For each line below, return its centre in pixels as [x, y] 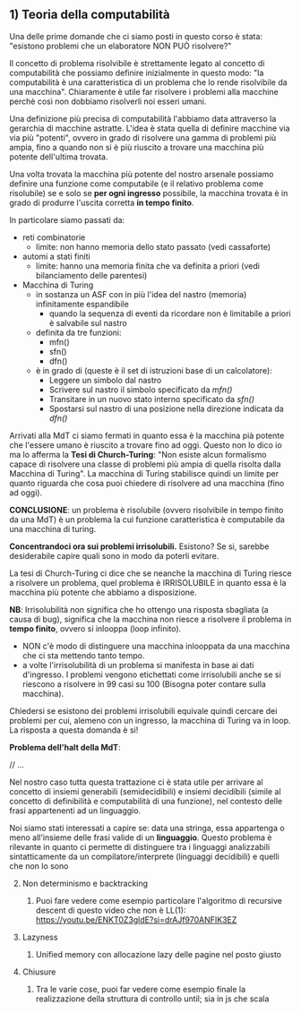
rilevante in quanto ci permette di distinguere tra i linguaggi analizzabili [140, 846]
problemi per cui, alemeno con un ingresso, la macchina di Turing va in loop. [150, 720]
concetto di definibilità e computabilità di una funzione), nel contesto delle [146, 801]
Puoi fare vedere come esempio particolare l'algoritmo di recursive [159, 900]
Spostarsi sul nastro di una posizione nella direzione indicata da [166, 408]
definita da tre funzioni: [79, 332]
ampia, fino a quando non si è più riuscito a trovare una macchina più [137, 147]
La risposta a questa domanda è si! [74, 730]
